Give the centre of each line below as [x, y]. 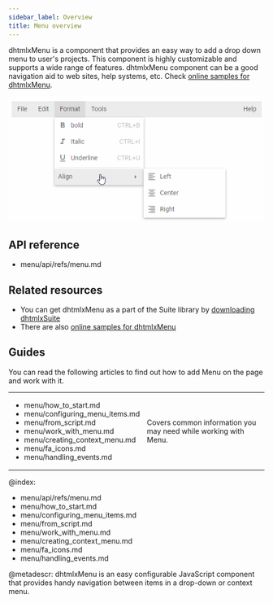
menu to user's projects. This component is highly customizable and [123, 59]
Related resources [56, 290]
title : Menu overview [45, 26]
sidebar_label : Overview [50, 17]
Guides [27, 353]
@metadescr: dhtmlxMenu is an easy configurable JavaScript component [132, 575]
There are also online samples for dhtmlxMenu [98, 327]
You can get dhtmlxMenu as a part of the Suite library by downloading [137, 310]
